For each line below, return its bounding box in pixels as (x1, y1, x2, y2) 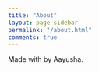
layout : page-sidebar (8, 19, 79, 27)
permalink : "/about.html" (8, 26, 92, 34)
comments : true (8, 33, 58, 41)
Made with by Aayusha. (8, 55, 83, 64)
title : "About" (8, 11, 58, 20)
